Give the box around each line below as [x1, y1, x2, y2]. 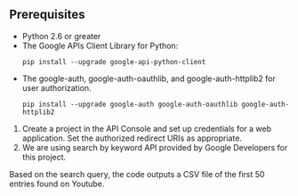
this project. [21, 151, 67, 162]
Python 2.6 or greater [21, 30, 101, 41]
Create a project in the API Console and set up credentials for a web [21, 123, 272, 134]
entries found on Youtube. [9, 178, 105, 189]
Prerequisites [9, 7, 85, 22]
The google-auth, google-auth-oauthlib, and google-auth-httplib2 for [21, 73, 276, 84]
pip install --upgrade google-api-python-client [21, 57, 206, 66]
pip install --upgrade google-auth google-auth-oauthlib [21, 100, 238, 109]
